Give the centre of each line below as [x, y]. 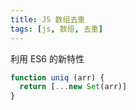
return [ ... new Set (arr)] [73, 87]
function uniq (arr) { [57, 77]
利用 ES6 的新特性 [47, 58]
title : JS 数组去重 [48, 19]
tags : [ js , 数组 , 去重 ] [56, 29]
